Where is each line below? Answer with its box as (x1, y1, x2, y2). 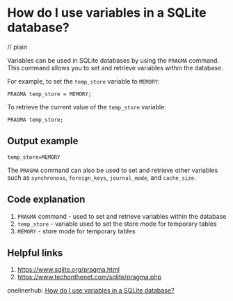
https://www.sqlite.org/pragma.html (17, 265, 120, 274)
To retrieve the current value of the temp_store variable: (7, 102, 167, 111)
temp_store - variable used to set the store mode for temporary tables (17, 219, 217, 228)
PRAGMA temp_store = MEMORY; (7, 91, 92, 98)
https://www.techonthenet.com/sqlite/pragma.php (17, 273, 162, 281)
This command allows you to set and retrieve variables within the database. (7, 63, 224, 72)
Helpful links (7, 247, 63, 258)
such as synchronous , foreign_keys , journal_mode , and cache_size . (7, 173, 196, 182)
